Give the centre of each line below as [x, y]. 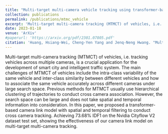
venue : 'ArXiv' [21, 33]
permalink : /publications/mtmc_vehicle [47, 19]
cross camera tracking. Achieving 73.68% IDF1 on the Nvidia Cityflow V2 [80, 115]
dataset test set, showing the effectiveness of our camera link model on [79, 120]
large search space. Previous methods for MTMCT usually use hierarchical [82, 89]
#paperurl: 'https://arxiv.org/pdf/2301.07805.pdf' [60, 38]
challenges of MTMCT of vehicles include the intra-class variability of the [81, 73]
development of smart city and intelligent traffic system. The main [73, 67]
